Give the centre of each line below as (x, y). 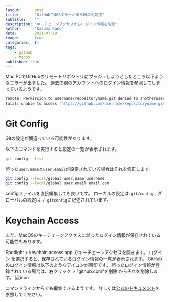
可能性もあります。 (25, 241)
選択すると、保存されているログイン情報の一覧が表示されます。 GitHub (89, 259)
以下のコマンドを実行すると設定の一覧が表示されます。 (62, 149)
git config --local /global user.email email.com (57, 183)
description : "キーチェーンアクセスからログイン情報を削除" (61, 24)
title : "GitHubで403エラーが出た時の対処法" (55, 15)
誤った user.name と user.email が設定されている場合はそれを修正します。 (79, 169)
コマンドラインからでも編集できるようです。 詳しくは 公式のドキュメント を (82, 288)
